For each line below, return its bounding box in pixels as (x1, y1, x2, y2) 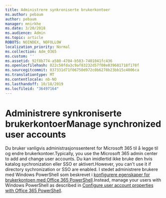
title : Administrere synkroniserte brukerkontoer (5, 7, 111, 12)
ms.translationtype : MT (5, 72, 55, 77)
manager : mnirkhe (5, 21, 41, 26)
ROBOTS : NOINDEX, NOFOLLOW (5, 40, 61, 45)
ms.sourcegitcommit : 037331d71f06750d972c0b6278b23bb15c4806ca (5, 68, 140, 73)
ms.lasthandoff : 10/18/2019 (5, 81, 64, 86)
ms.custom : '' (5, 53, 35, 59)
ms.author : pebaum (5, 12, 43, 17)
